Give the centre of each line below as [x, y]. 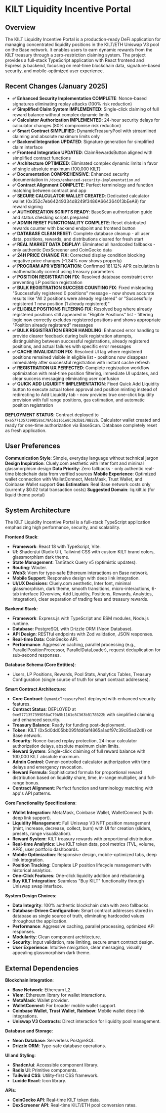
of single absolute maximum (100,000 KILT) [56, 169]
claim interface [27, 147]
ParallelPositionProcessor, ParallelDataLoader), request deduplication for [86, 650]
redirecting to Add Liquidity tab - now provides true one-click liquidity [83, 394]
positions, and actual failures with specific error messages [72, 346]
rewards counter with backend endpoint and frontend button [74, 228]
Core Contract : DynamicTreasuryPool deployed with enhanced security [84, 699]
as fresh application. [26, 430]
